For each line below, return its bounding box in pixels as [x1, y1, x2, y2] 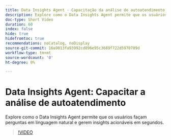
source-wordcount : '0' [5, 55, 53, 60]
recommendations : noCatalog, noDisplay [5, 41, 90, 46]
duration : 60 [5, 21, 33, 27]
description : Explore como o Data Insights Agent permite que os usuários [5, 12, 167, 17]
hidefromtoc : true [5, 36, 44, 41]
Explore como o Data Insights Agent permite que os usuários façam [5, 114, 147, 120]
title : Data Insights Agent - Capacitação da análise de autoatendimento [5, 7, 165, 13]
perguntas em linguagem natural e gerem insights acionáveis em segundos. [5, 120, 164, 126]
